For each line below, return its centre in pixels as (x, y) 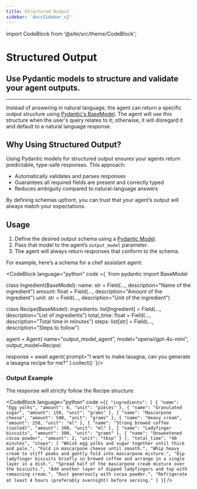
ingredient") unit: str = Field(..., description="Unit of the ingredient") (88, 298)
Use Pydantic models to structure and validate (92, 79)
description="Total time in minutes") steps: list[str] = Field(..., (80, 322)
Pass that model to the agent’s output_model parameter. (81, 245)
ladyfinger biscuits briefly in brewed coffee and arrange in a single (95, 459)
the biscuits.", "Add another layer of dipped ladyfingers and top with (97, 469)
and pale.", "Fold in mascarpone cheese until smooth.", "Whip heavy (93, 449)
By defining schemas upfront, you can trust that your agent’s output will (93, 200)
